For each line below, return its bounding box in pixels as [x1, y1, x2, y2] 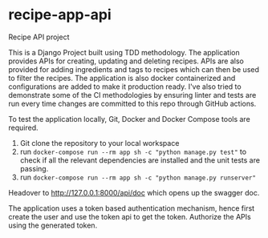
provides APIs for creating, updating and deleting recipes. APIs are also [8, 56, 245, 66]
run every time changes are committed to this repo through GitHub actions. [8, 99, 257, 108]
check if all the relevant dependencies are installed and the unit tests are [19, 155, 261, 165]
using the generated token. [8, 220, 98, 230]
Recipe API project [8, 32, 70, 42]
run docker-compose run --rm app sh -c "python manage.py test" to [19, 147, 247, 156]
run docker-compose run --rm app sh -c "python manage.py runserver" [19, 172, 257, 182]
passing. [19, 163, 49, 173]
